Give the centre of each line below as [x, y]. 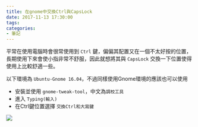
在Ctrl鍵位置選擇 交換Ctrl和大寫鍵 [54, 106]
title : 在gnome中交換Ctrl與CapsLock [49, 12]
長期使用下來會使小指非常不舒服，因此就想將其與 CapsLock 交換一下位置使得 [99, 59]
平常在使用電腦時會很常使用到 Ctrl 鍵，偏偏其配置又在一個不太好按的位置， [99, 52]
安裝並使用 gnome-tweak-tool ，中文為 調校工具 [69, 91]
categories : [21, 28]
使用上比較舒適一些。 [32, 66]
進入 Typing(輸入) [36, 99]
